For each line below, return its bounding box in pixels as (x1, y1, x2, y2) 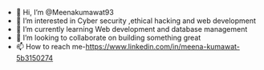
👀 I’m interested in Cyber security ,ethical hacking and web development (15, 16, 257, 25)
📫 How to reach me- (15, 42, 86, 51)
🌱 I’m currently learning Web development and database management (15, 25, 248, 33)
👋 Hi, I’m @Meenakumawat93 (15, 8, 114, 17)
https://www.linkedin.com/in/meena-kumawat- (85, 42, 241, 51)
